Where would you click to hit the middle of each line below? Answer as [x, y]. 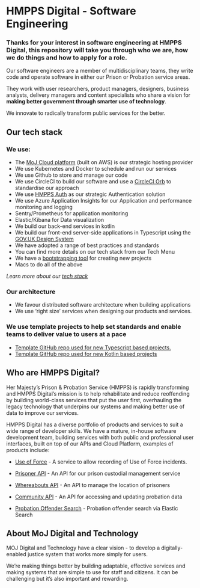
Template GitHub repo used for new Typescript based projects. [93, 348]
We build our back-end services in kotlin [65, 226]
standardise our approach [47, 188]
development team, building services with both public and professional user [100, 437]
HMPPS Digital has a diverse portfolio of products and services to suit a [95, 424]
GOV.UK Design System [44, 239]
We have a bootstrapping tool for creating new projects [83, 258]
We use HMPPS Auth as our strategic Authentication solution [90, 194]
